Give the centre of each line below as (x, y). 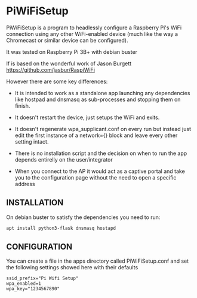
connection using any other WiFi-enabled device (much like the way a (92, 34)
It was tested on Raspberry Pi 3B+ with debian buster (72, 51)
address (25, 184)
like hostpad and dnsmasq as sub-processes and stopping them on (98, 99)
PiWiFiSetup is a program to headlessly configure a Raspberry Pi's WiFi (94, 28)
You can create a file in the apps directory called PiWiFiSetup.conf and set (98, 261)
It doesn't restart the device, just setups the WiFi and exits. (87, 117)
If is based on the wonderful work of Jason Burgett (69, 63)
